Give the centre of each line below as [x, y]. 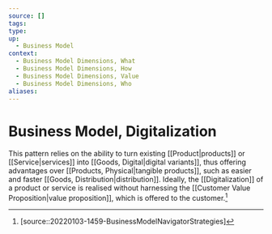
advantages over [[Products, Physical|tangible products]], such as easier [130, 171]
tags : [17, 23]
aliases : [23, 91]
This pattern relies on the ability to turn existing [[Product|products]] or [127, 154]
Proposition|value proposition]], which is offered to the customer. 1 [118, 197]
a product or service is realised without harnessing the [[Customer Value [130, 188]
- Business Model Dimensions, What [76, 62]
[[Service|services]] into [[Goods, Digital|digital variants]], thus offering [127, 162]
